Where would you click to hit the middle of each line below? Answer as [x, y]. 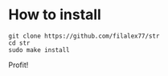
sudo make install [39, 50]
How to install [55, 15]
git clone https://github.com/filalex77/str [84, 36]
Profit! [18, 65]
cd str [19, 43]
